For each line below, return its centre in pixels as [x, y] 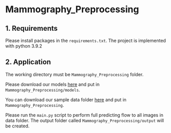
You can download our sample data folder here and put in [66, 99]
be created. [17, 126]
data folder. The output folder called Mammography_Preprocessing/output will [85, 120]
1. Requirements [31, 28]
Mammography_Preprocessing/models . [43, 90]
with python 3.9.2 [24, 46]
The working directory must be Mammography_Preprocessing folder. [74, 74]
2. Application [28, 62]
